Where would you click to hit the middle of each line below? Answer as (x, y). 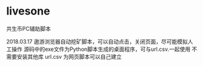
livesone (28, 11)
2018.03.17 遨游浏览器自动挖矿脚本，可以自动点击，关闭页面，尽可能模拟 (97, 41)
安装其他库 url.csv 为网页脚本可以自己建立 (69, 56)
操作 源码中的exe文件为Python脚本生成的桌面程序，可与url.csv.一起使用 (101, 49)
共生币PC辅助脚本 (29, 28)
